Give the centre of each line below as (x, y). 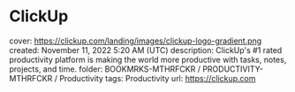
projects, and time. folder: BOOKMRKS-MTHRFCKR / (105, 69)
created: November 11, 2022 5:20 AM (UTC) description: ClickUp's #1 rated (146, 50)
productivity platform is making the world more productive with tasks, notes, (148, 59)
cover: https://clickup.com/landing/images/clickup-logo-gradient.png (136, 41)
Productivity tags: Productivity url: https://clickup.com (157, 78)
